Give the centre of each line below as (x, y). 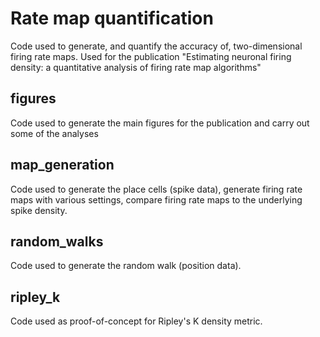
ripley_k (35, 297)
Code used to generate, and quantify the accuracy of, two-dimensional (156, 46)
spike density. (39, 210)
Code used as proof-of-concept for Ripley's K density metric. (136, 321)
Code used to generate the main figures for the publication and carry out (160, 123)
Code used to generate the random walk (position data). (126, 266)
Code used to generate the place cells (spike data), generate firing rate (156, 189)
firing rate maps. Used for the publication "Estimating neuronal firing (151, 56)
